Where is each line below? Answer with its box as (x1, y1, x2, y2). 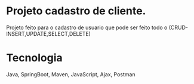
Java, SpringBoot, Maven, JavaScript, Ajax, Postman (6, 70, 136, 78)
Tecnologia (6, 51, 63, 65)
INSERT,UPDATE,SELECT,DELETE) (6, 30, 91, 37)
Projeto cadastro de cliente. (6, 4, 146, 18)
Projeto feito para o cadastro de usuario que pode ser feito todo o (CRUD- (6, 24, 188, 31)
